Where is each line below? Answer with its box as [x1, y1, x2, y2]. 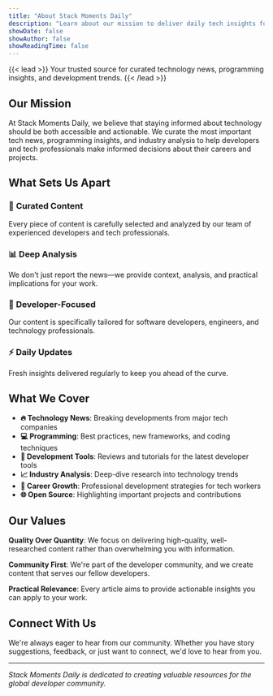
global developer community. [8, 678, 106, 688]
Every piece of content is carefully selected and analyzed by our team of [8, 218, 252, 228]
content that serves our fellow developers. [8, 568, 150, 578]
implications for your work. [8, 278, 98, 288]
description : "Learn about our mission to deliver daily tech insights [8, 19, 256, 28]
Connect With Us [8, 616, 97, 630]
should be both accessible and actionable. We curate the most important [8, 127, 252, 136]
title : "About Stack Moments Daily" [8, 11, 132, 20]
